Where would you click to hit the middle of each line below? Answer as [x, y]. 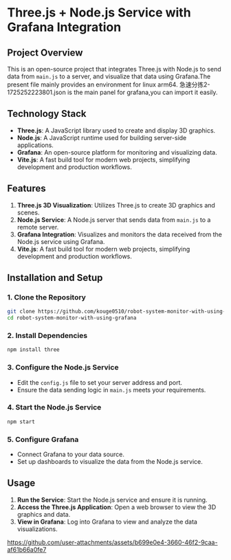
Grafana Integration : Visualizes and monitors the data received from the [119, 234]
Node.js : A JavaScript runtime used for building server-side [102, 137]
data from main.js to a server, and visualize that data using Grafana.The [109, 76]
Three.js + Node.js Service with [99, 13]
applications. [35, 145]
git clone [21, 312]
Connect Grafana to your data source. [71, 454]
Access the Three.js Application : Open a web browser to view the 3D [117, 507]
